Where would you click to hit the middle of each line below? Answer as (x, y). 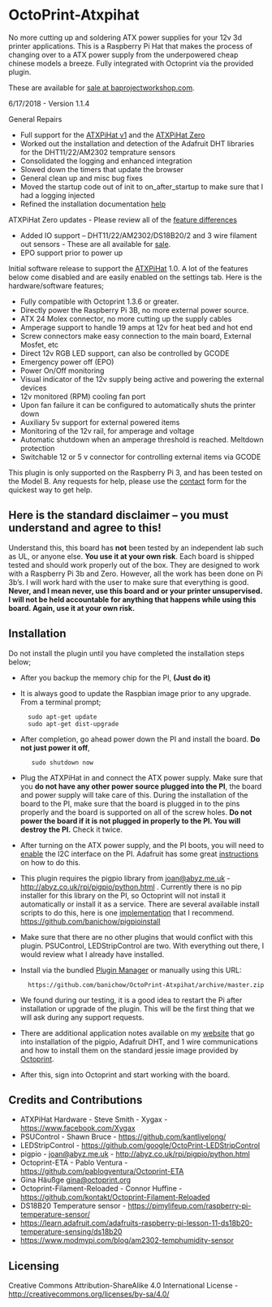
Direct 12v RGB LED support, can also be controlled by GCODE (125, 353)
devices (33, 387)
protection (37, 448)
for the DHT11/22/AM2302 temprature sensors (98, 152)
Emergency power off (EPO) (67, 361)
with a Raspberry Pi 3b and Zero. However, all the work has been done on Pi (136, 573)
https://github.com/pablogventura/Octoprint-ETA (102, 1171)
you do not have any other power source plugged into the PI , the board (141, 786)
